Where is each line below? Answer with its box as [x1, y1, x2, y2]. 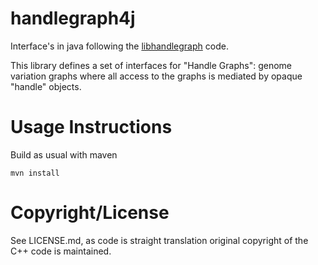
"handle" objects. [10, 80, 82, 92]
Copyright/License [10, 202, 170, 224]
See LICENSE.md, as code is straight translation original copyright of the [10, 234, 309, 246]
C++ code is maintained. [10, 245, 112, 257]
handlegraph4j [10, 7, 136, 30]
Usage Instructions [10, 116, 173, 139]
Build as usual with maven [10, 148, 118, 161]
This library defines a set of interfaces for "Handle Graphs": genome [10, 59, 292, 71]
